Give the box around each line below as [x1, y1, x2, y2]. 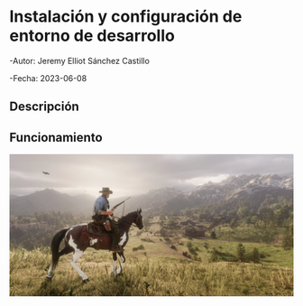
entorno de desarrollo [9, 25, 176, 46]
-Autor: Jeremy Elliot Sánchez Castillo [9, 55, 151, 66]
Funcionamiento [9, 129, 103, 145]
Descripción [9, 99, 79, 115]
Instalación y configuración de [9, 6, 243, 27]
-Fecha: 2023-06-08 [9, 72, 87, 83]
